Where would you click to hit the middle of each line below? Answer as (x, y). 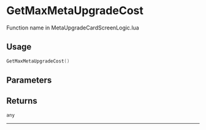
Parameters (29, 80)
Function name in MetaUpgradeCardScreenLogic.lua (73, 28)
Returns (22, 101)
